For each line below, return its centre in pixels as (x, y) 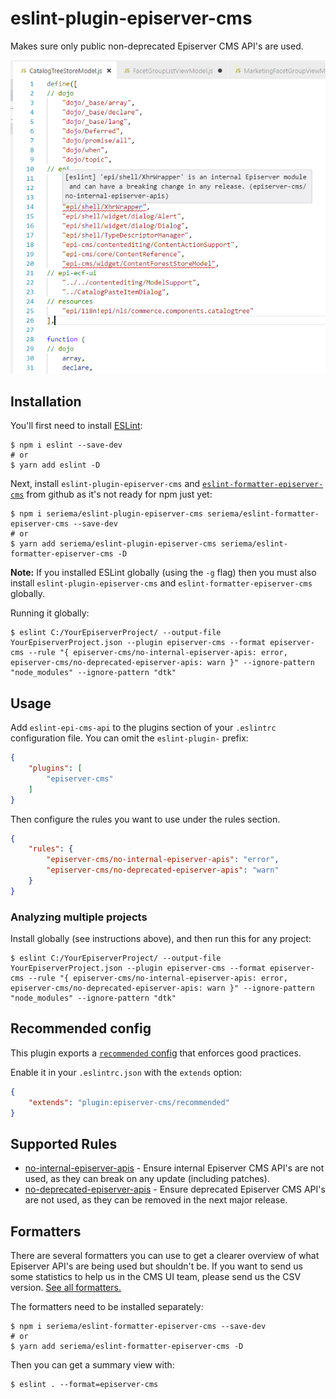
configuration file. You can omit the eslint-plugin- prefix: (129, 738)
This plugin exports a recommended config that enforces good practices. (156, 1053)
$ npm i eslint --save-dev (66, 445)
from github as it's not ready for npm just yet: (119, 494)
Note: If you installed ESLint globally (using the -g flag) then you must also (163, 573)
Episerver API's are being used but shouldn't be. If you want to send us (156, 1266)
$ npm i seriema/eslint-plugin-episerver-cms (106, 514)
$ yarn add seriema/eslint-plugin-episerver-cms (113, 544)
